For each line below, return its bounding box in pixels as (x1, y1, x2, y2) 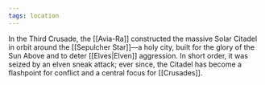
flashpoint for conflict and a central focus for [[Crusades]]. (8, 67, 203, 77)
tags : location (8, 11, 60, 20)
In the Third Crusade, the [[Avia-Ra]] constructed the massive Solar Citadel (8, 34, 258, 43)
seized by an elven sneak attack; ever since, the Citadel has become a (8, 59, 242, 69)
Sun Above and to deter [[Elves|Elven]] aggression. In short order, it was (8, 51, 248, 60)
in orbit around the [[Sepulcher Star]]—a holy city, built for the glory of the (8, 42, 255, 52)
